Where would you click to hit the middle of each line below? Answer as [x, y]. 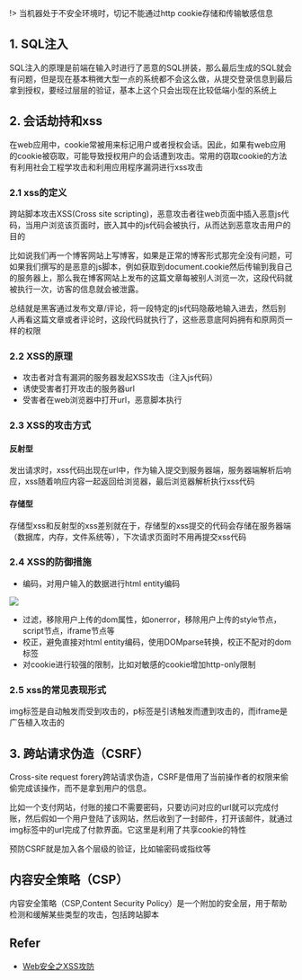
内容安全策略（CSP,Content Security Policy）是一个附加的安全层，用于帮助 [148, 903]
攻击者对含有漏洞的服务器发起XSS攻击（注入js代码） [120, 378]
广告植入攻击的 [37, 723]
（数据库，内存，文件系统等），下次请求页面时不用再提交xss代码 [128, 537]
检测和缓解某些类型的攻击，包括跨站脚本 [84, 914]
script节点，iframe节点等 [68, 630]
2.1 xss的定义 [38, 192]
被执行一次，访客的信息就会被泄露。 [76, 289]
